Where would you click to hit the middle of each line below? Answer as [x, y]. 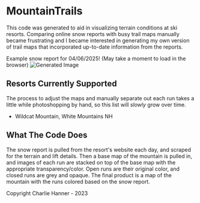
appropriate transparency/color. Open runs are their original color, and [93, 169]
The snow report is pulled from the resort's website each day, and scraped [98, 150]
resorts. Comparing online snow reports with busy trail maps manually [93, 34]
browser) [17, 65]
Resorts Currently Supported [62, 84]
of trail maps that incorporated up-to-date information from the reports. [95, 47]
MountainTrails [44, 11]
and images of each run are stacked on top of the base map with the [91, 162]
